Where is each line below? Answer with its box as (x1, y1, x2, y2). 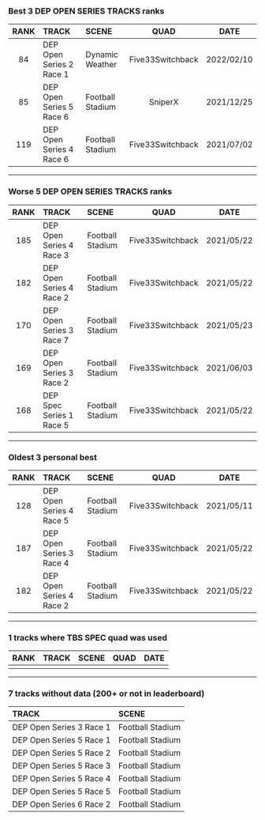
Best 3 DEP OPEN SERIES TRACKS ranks (8, 6, 165, 17)
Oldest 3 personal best (8, 452, 97, 463)
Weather (85, 59, 118, 70)
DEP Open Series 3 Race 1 (12, 722, 111, 733)
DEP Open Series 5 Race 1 (12, 735, 111, 746)
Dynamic (85, 49, 118, 60)
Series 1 (43, 410, 74, 421)
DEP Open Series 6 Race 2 (12, 799, 111, 810)
